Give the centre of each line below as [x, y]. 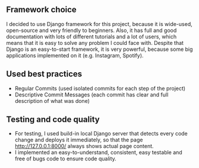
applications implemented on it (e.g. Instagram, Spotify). [75, 55]
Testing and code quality [53, 120]
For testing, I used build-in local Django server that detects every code [101, 134]
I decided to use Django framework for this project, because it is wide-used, [99, 24]
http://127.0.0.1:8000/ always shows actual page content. [84, 146]
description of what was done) [52, 101]
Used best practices [44, 74]
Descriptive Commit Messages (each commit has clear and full [91, 95]
